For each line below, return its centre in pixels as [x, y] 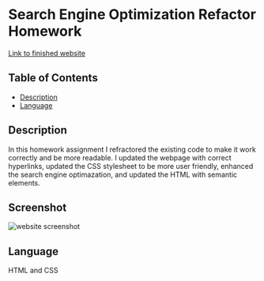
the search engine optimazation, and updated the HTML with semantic [123, 174]
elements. [25, 182]
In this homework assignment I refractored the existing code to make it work [132, 149]
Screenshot [38, 207]
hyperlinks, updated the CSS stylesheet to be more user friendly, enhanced [131, 166]
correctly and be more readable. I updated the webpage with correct [120, 157]
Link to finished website [47, 53]
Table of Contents [53, 78]
